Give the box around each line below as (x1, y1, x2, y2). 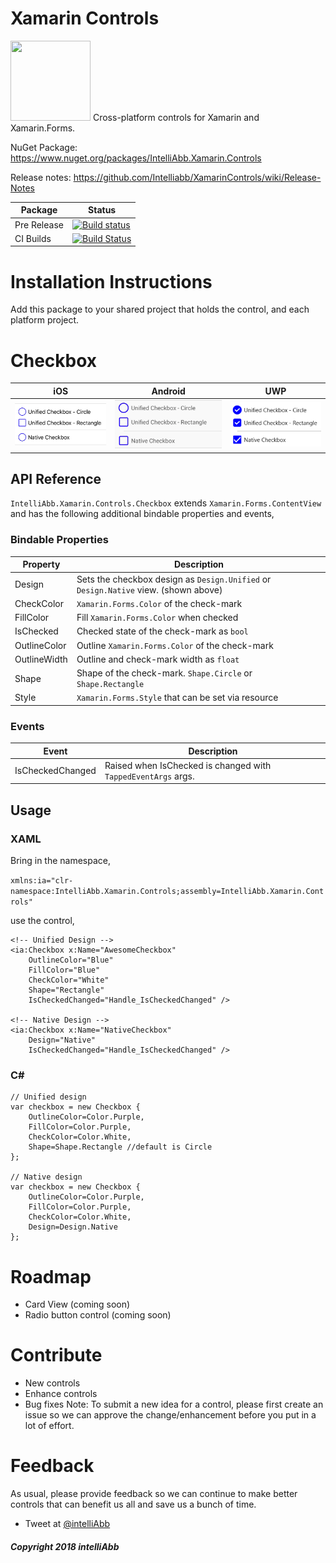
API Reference (10, 471, 102, 488)
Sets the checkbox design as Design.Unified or (76, 573, 272, 585)
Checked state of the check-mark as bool (76, 625, 249, 637)
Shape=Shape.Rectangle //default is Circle (28, 1142, 213, 1152)
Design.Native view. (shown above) (76, 583, 223, 596)
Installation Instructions (10, 270, 213, 293)
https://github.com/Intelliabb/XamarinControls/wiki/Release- (73, 171, 322, 183)
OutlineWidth (14, 653, 68, 665)
